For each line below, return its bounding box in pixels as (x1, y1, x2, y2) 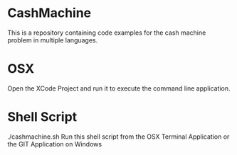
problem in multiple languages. (7, 35, 98, 44)
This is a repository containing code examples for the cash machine (7, 28, 206, 37)
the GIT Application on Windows (7, 139, 102, 148)
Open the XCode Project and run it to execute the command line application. (7, 84, 231, 93)
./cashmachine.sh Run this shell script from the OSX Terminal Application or (7, 132, 230, 141)
